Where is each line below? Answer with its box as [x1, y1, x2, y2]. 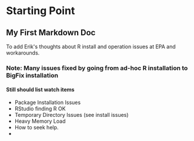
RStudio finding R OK [14, 105, 66, 112]
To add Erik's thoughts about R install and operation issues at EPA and [6, 43, 176, 50]
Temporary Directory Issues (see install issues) [14, 112, 129, 119]
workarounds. [6, 49, 40, 56]
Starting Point [6, 4, 75, 18]
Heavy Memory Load [14, 117, 66, 125]
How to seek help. [14, 124, 59, 131]
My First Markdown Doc [6, 28, 96, 38]
